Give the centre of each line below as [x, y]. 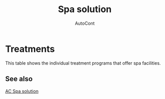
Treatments [30, 49]
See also [19, 79]
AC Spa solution [22, 91]
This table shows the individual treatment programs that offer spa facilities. [83, 63]
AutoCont [85, 23]
